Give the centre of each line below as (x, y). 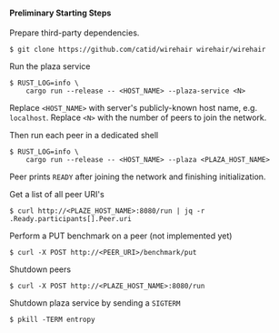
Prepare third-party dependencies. (75, 33)
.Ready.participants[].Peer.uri (70, 219)
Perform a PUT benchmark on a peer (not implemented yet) (121, 236)
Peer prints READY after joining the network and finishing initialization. (138, 177)
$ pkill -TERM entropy (52, 320)
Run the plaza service (50, 66)
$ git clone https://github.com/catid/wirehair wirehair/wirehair (138, 50)
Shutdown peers (40, 269)
